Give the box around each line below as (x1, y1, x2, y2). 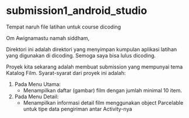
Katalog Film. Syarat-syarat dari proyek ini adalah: (6, 69, 126, 76)
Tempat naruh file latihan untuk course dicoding (6, 23, 121, 30)
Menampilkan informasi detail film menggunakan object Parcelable (23, 99, 184, 106)
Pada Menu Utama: (14, 80, 61, 88)
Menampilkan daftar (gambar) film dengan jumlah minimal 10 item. (23, 87, 183, 94)
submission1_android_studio (6, 4, 148, 17)
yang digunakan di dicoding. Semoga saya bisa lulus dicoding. (6, 52, 156, 59)
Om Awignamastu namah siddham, (6, 34, 90, 41)
